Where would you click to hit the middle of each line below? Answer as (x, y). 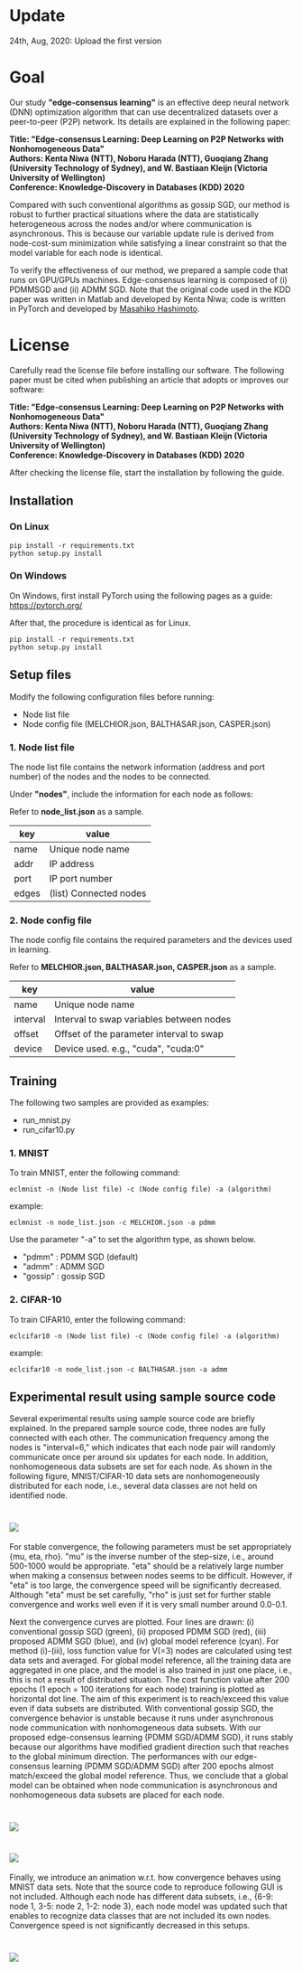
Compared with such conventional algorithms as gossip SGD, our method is (150, 204)
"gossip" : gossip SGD (64, 1277)
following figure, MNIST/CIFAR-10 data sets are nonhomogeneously (135, 1476)
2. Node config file (50, 920)
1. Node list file (42, 747)
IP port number (81, 878)
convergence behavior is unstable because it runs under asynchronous (142, 1718)
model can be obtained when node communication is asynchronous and (143, 1786)
